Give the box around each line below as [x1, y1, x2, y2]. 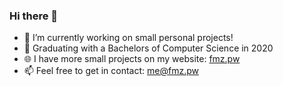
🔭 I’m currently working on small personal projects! [23, 32, 234, 44]
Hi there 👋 [9, 9, 59, 23]
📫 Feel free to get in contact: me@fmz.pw [23, 65, 199, 77]
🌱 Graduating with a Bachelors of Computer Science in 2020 [23, 42, 274, 54]
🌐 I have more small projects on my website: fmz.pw [23, 53, 241, 65]
